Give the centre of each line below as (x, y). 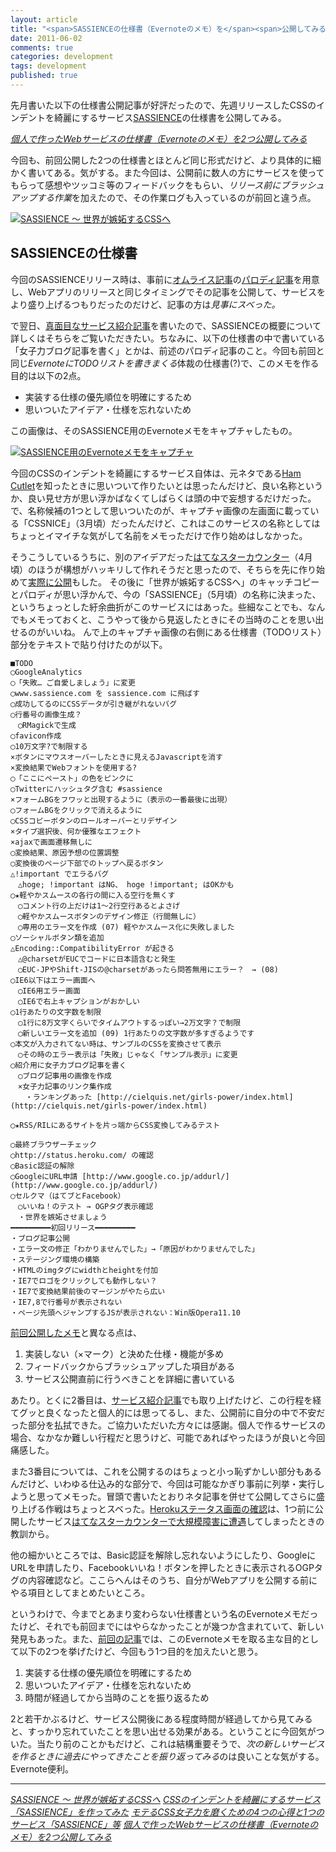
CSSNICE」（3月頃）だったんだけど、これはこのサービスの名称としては (174, 523)
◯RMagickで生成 (47, 725)
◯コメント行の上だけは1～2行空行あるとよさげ (99, 906)
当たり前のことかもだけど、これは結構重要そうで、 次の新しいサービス (180, 1743)
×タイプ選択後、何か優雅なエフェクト (76, 831)
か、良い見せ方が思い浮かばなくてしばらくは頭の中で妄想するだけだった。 (163, 498)
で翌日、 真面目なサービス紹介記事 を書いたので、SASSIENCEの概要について (166, 325)
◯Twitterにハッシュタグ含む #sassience (86, 789)
